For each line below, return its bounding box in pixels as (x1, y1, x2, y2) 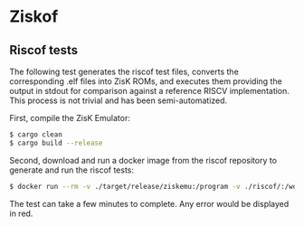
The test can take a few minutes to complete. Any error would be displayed (9, 198, 290, 209)
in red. (9, 208, 33, 219)
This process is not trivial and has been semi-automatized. (9, 95, 228, 106)
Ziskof (9, 6, 59, 27)
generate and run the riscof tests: (9, 165, 134, 175)
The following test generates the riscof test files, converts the (9, 66, 240, 77)
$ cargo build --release (9, 138, 103, 147)
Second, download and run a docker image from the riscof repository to (9, 155, 278, 165)
